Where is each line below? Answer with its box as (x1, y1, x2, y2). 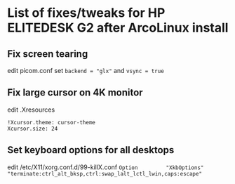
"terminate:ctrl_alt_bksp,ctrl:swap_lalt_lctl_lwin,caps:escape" (7, 170, 202, 177)
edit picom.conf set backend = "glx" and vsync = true (7, 67, 165, 74)
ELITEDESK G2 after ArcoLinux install (7, 20, 229, 36)
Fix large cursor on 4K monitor (7, 86, 143, 99)
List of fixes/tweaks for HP (7, 5, 166, 21)
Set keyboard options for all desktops (7, 144, 175, 156)
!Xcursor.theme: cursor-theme (7, 119, 96, 126)
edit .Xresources (7, 105, 55, 114)
